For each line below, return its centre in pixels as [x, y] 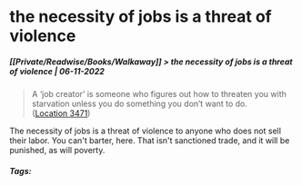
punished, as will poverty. [57, 151]
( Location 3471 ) [61, 113]
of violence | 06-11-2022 [57, 71]
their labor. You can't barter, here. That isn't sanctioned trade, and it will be [150, 141]
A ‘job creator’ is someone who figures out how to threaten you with [159, 94]
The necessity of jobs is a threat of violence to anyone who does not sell [146, 131]
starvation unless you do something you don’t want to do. [140, 104]
